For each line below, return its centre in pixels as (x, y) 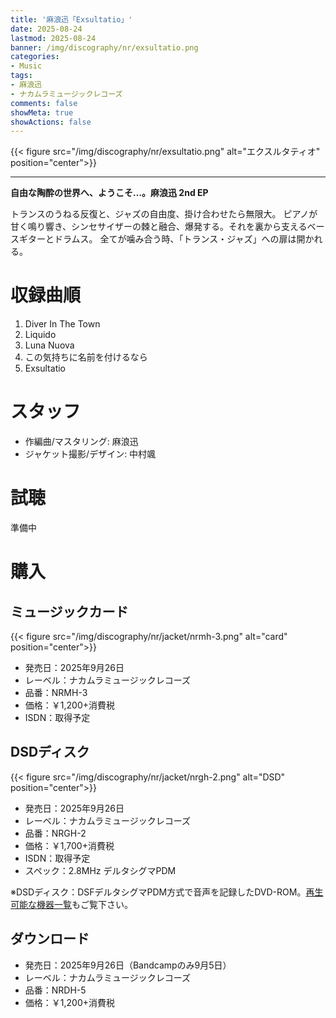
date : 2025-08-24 (46, 29)
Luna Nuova (49, 345)
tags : (21, 76)
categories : (35, 57)
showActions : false (51, 122)
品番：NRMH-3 (56, 693)
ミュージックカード (69, 611)
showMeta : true (42, 112)
